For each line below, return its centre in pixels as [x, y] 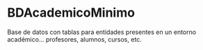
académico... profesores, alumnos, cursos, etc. [75, 39]
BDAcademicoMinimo [71, 13]
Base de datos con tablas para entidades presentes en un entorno [102, 32]
